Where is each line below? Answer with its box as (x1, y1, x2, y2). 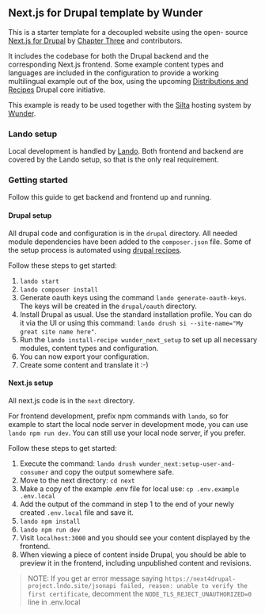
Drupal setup (8, 211, 52, 220)
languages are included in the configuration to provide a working (8, 67, 219, 78)
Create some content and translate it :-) (19, 360, 149, 369)
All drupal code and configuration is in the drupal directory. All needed (8, 228, 238, 238)
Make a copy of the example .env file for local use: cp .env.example (19, 483, 240, 494)
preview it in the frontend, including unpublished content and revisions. (19, 558, 252, 567)
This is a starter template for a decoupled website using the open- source (8, 27, 248, 36)
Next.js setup (8, 378, 54, 387)
